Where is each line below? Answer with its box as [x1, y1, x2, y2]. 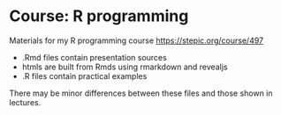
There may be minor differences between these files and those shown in [9, 88, 273, 98]
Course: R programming [9, 6, 189, 26]
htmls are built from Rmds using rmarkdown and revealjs [21, 61, 228, 72]
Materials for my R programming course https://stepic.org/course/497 [9, 35, 264, 46]
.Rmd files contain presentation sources [21, 52, 168, 62]
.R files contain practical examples [21, 70, 148, 81]
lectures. [9, 97, 42, 107]
